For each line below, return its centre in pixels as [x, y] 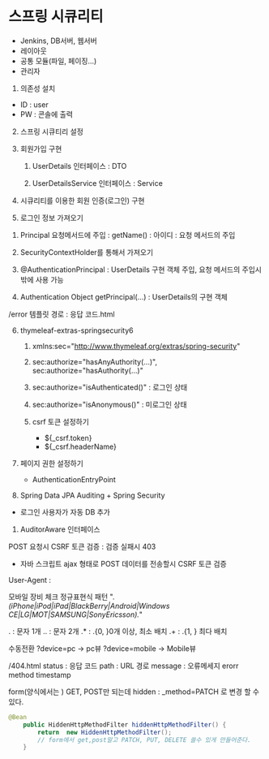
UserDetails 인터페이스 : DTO [79, 166]
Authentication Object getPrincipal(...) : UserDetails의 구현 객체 [124, 296]
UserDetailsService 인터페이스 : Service [98, 183]
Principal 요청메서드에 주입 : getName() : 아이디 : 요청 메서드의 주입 [128, 235]
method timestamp [40, 675]
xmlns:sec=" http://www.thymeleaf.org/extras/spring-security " [136, 346]
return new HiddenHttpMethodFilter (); [105, 732]
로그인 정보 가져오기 [51, 218]
